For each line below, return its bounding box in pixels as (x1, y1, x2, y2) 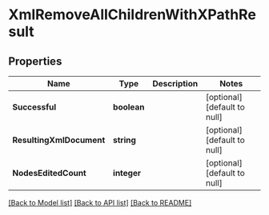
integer (113, 168, 142, 178)
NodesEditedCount (12, 168, 86, 178)
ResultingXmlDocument (12, 134, 106, 145)
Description (152, 78, 199, 89)
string (113, 134, 136, 145)
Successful (12, 102, 57, 113)
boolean (113, 102, 146, 113)
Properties (8, 54, 62, 68)
